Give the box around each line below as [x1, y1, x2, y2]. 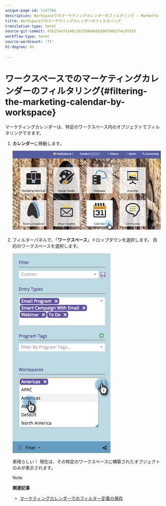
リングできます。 [9, 130, 44, 136]
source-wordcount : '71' [5, 40, 54, 44]
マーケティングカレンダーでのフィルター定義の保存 [19, 496, 124, 502]
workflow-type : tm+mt [5, 34, 50, 39]
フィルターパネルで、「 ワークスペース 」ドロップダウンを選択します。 [12, 237, 152, 243]
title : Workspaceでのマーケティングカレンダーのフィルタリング [5, 18, 121, 23]
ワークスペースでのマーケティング [5, 73, 142, 84]
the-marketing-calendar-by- [5, 96, 125, 107]
